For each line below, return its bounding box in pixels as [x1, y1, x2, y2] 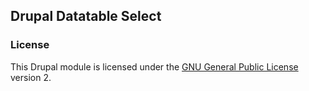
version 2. [10, 71, 52, 83]
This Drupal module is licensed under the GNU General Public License [10, 60, 299, 73]
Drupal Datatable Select [10, 8, 162, 25]
